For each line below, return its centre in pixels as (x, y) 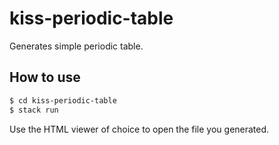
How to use (45, 77)
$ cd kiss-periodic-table (63, 100)
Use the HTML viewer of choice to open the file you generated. (139, 129)
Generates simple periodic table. (76, 46)
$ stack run (34, 110)
